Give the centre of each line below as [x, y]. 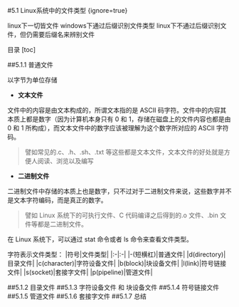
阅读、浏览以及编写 [65, 161]
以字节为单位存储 [32, 80]
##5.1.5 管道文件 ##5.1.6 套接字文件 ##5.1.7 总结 [77, 296]
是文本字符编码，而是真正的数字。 [57, 200]
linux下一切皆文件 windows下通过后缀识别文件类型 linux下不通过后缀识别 [114, 26]
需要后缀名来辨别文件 [63, 35]
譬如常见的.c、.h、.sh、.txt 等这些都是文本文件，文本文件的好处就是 [124, 152]
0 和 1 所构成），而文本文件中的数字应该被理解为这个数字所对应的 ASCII [111, 128]
